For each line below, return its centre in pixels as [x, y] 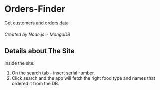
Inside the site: [20, 63]
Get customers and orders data [37, 23]
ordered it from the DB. [35, 83]
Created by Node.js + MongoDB [38, 34]
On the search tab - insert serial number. [53, 73]
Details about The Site [40, 51]
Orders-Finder [35, 9]
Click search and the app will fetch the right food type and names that [83, 78]
